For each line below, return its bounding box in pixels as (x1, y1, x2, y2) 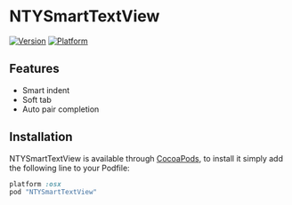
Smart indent (21, 84, 70, 95)
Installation (9, 130, 73, 145)
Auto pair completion (21, 104, 100, 114)
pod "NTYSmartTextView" (9, 188, 98, 197)
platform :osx (9, 179, 62, 188)
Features (9, 61, 60, 76)
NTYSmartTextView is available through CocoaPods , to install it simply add (9, 153, 283, 163)
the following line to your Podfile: (9, 162, 131, 173)
